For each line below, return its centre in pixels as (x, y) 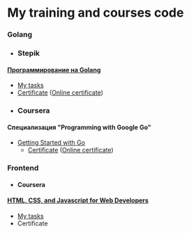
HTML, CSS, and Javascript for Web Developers (78, 200)
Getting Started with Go (51, 143)
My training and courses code (95, 13)
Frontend (23, 168)
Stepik (29, 54)
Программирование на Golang (54, 70)
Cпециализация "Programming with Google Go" (79, 127)
